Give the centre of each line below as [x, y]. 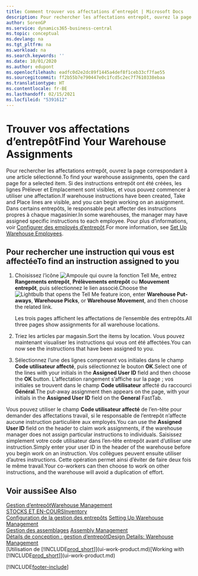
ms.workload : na [26, 50]
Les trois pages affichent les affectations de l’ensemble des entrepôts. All [103, 318]
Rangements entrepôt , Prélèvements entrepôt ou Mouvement [92, 282]
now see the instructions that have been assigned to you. [84, 349]
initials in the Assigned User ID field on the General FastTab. [88, 398]
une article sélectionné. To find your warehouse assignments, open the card [98, 177]
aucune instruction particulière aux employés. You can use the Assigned [94, 422]
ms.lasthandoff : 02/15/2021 [41, 94]
